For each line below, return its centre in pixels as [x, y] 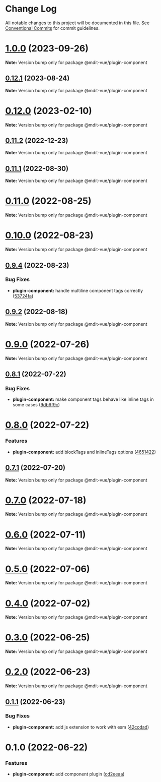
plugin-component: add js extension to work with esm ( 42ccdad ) [81, 727]
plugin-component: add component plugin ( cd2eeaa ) [68, 774]
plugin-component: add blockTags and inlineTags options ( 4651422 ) [84, 452]
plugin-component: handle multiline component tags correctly [78, 290]
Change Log [31, 9]
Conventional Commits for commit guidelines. [52, 28]
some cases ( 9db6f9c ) [36, 405]
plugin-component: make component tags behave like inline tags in [83, 399]
